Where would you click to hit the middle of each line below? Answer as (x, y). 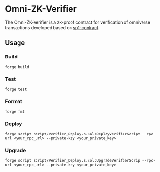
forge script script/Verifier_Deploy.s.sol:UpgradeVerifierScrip (72, 160)
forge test (16, 89)
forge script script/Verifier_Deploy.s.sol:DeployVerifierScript (72, 134)
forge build (17, 67)
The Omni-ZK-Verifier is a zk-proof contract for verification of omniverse (78, 22)
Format (14, 101)
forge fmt (15, 112)
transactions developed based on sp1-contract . (52, 27)
